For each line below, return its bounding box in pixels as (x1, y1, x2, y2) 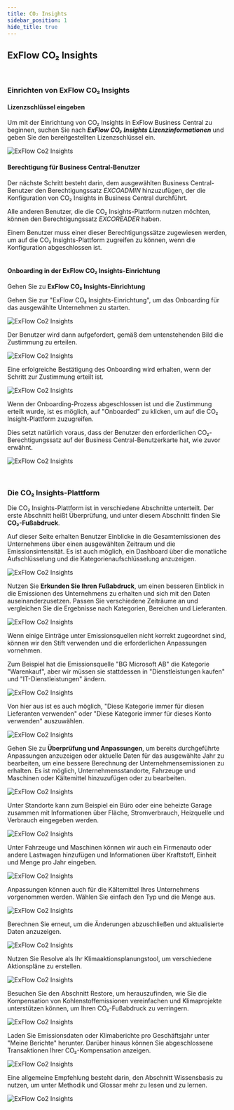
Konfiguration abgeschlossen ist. (7, 243, 102, 251)
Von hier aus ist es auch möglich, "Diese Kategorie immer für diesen (7, 702, 205, 711)
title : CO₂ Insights (7, 10, 68, 18)
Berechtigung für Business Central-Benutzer (7, 163, 141, 171)
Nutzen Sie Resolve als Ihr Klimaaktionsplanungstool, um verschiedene (7, 955, 212, 963)
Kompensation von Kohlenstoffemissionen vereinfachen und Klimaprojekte (7, 997, 222, 1005)
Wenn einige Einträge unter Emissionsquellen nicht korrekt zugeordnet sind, (7, 631, 226, 640)
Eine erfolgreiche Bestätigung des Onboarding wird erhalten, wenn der (7, 365, 212, 373)
